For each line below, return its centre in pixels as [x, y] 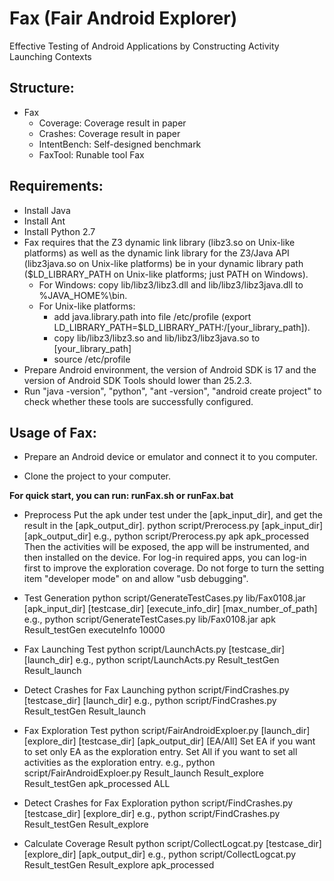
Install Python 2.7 [59, 231]
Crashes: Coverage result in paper [109, 133]
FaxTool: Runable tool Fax [91, 154]
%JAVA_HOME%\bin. [83, 295]
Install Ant [44, 221]
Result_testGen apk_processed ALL [97, 784]
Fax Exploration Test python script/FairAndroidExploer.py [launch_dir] [167, 731]
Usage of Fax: [53, 432]
